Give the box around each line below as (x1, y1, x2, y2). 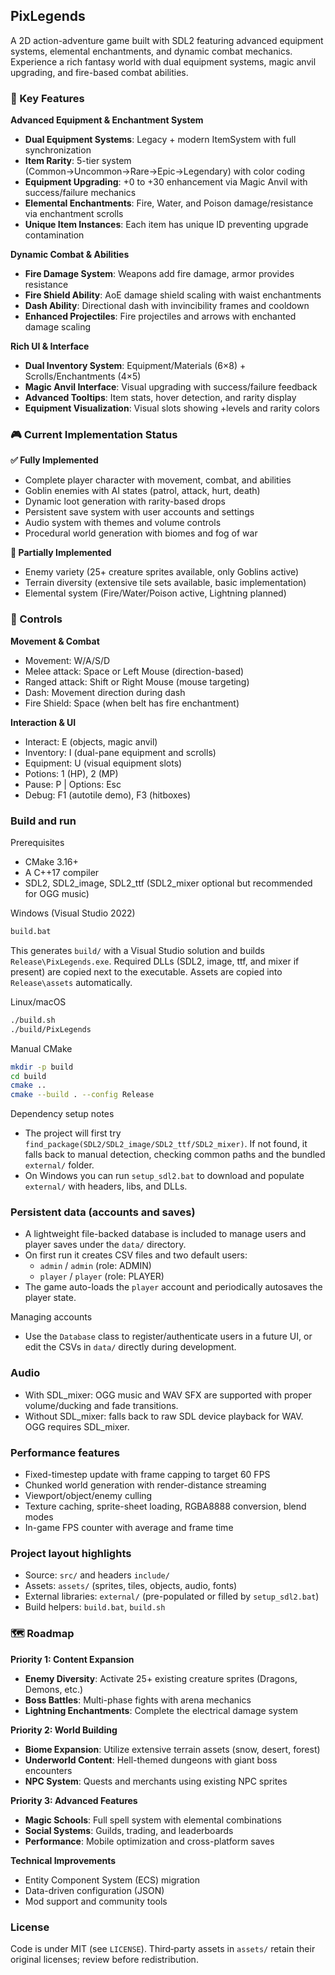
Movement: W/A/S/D (24, 654, 111, 666)
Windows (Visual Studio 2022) (10, 907, 136, 919)
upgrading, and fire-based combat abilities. (10, 66, 189, 78)
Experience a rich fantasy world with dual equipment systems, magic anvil (10, 55, 317, 68)
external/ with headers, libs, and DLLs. (24, 1180, 188, 1193)
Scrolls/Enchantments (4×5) (24, 370, 142, 383)
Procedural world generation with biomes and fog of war (24, 527, 258, 539)
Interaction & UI (10, 716, 77, 728)
